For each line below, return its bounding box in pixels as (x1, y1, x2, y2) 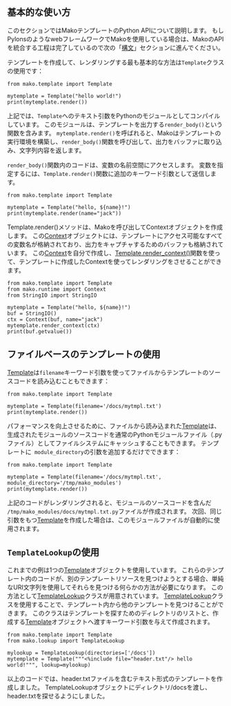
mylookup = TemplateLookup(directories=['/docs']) (7, 649, 156, 657)
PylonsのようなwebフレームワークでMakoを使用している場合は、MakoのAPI (7, 35, 224, 43)
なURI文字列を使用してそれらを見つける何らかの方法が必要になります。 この (7, 583, 223, 591)
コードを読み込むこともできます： (12, 377, 110, 385)
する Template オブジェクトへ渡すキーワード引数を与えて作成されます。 (12, 618, 214, 626)
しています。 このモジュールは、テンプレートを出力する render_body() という (7, 120, 223, 128)
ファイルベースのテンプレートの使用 (7, 349, 161, 360)
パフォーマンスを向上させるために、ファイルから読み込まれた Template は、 (7, 422, 221, 430)
